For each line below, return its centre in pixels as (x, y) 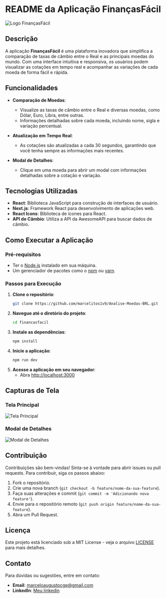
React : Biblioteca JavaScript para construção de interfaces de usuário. (85, 203)
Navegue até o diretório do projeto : (49, 313)
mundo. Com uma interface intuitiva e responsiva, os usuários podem (77, 62)
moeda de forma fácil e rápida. (37, 72)
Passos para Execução (33, 283)
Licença (18, 531)
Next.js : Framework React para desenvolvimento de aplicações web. (83, 209)
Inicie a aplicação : (31, 351)
